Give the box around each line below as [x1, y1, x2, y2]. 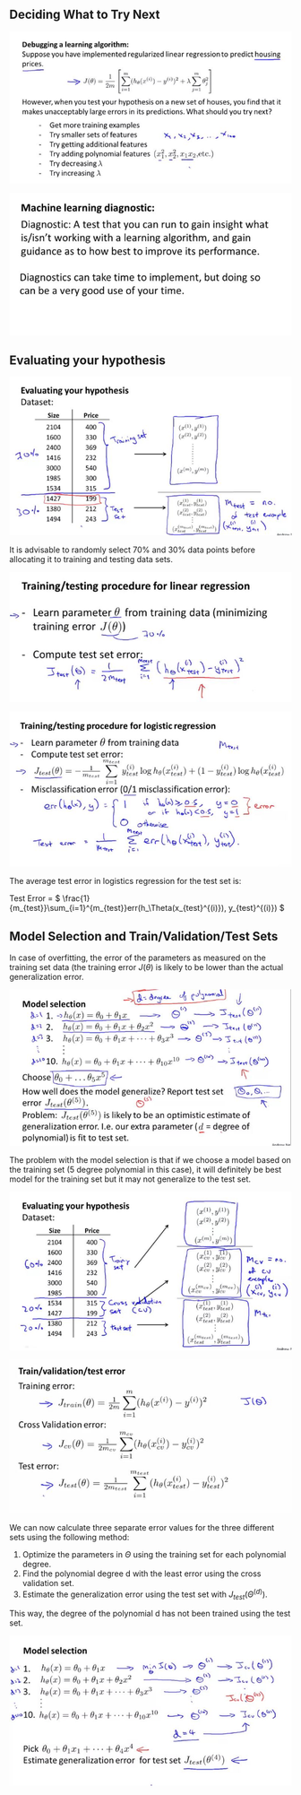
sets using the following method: [9, 1532, 130, 1543]
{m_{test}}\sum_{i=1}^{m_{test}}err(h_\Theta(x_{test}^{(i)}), [9, 903, 227, 914]
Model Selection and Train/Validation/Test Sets [9, 928, 279, 944]
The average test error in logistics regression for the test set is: [9, 876, 242, 887]
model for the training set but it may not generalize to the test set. [9, 1174, 251, 1184]
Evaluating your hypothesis [9, 352, 166, 368]
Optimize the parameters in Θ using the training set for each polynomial [21, 1549, 287, 1560]
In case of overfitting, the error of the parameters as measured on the [9, 952, 266, 963]
